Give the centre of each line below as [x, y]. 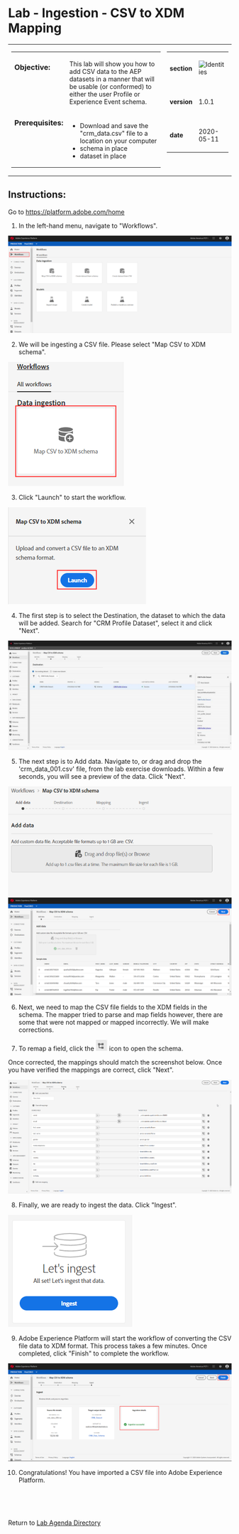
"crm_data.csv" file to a [114, 133]
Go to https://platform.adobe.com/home [66, 212]
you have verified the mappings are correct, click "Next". [91, 1070]
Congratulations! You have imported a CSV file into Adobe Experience [120, 1473]
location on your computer [118, 141]
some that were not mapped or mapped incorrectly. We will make [113, 1022]
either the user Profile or [105, 95]
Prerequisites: [39, 122]
